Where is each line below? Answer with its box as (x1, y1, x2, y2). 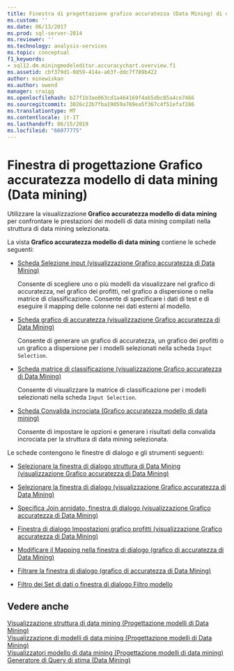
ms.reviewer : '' (7, 36, 54, 43)
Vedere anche (7, 601, 70, 612)
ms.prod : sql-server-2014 (7, 29, 82, 37)
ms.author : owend (7, 82, 58, 89)
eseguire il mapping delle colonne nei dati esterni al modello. (17, 302, 192, 310)
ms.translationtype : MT (7, 107, 77, 114)
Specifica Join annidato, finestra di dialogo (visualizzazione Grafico (17, 504, 211, 513)
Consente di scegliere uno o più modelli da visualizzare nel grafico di (17, 280, 215, 288)
